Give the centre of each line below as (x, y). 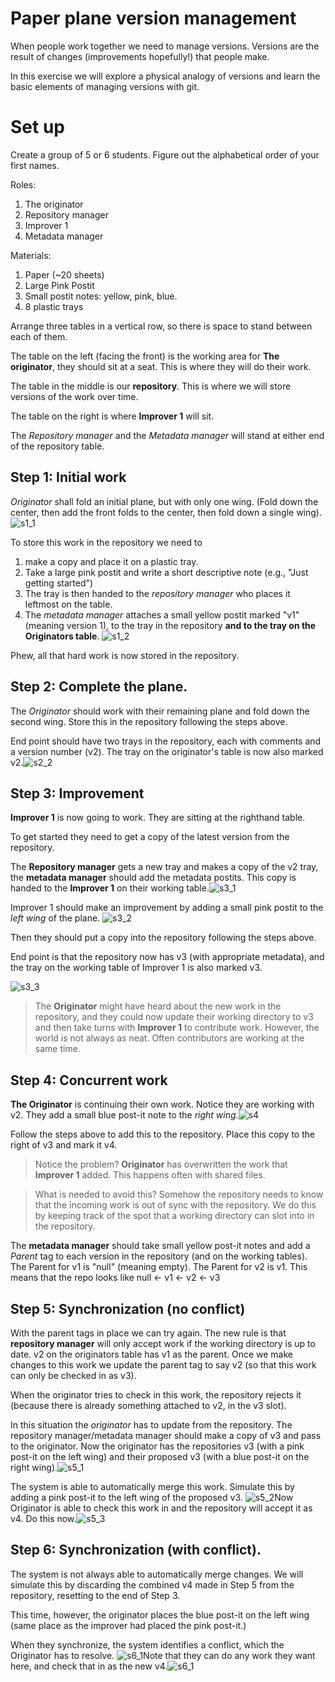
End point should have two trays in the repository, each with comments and (166, 741)
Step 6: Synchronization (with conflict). (136, 1550)
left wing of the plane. (55, 918)
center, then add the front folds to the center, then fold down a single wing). (166, 512)
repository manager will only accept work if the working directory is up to (163, 1343)
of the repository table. (57, 446)
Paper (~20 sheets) (64, 274)
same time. (57, 1049)
